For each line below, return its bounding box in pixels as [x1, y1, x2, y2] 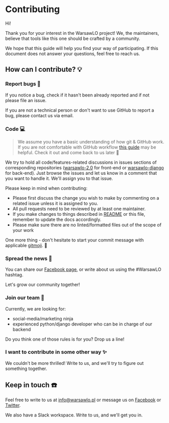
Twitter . [5, 402, 21, 408]
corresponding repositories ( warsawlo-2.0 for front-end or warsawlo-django [5, 164, 164, 170]
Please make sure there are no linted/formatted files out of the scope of [12, 221, 161, 228]
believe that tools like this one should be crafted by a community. [5, 35, 140, 41]
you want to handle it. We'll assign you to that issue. [5, 175, 114, 181]
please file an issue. [5, 97, 47, 103]
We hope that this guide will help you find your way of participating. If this [5, 45, 158, 51]
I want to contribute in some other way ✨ [5, 349, 107, 356]
